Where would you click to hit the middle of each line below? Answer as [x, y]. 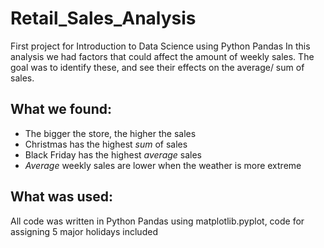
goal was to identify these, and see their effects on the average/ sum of [157, 67]
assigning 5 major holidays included [84, 231]
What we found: [61, 109]
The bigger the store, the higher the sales [110, 133]
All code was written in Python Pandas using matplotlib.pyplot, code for [157, 221]
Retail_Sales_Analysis [103, 18]
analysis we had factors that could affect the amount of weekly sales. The [162, 56]
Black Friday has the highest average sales [113, 154]
